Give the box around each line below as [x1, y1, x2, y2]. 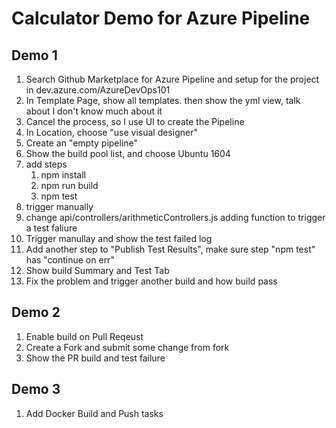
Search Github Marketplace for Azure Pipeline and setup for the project [25, 73, 320, 85]
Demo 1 [11, 47, 58, 64]
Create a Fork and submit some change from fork [25, 341, 230, 353]
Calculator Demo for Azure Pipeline [11, 7, 311, 30]
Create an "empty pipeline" [25, 137, 139, 149]
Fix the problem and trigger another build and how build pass [25, 275, 278, 287]
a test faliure [25, 222, 78, 234]
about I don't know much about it [25, 105, 163, 117]
